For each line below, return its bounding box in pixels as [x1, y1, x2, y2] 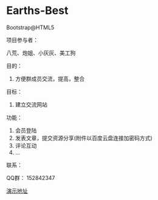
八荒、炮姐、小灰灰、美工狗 [6, 49, 76, 57]
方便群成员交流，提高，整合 [15, 75, 85, 82]
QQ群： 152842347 [6, 174, 55, 181]
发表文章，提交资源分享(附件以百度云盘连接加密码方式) [15, 134, 153, 142]
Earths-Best [6, 4, 69, 18]
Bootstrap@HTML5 [6, 24, 55, 31]
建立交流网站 [15, 101, 47, 108]
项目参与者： [6, 36, 38, 43]
